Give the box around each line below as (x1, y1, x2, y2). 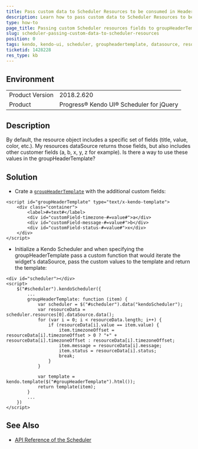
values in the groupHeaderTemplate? (6, 155, 95, 162)
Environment (6, 74, 55, 84)
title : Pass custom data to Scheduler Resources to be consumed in (6, 8, 176, 15)
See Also (6, 421, 39, 431)
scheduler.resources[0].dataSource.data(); (6, 312, 115, 318)
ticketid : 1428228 (6, 47, 51, 53)
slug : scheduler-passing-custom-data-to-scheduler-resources (6, 31, 160, 37)
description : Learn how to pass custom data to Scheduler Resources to (6, 14, 186, 20)
